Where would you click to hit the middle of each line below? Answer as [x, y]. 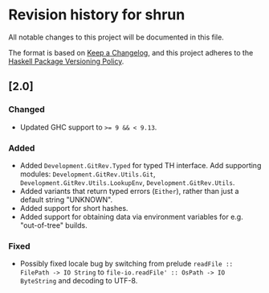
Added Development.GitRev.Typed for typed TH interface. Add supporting [141, 165]
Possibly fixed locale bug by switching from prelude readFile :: [126, 264]
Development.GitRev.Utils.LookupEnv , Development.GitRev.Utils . [127, 182]
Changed [27, 109]
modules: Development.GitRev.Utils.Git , [88, 174]
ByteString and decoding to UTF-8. [79, 281]
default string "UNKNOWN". [66, 200]
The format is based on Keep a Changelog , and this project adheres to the [131, 52]
